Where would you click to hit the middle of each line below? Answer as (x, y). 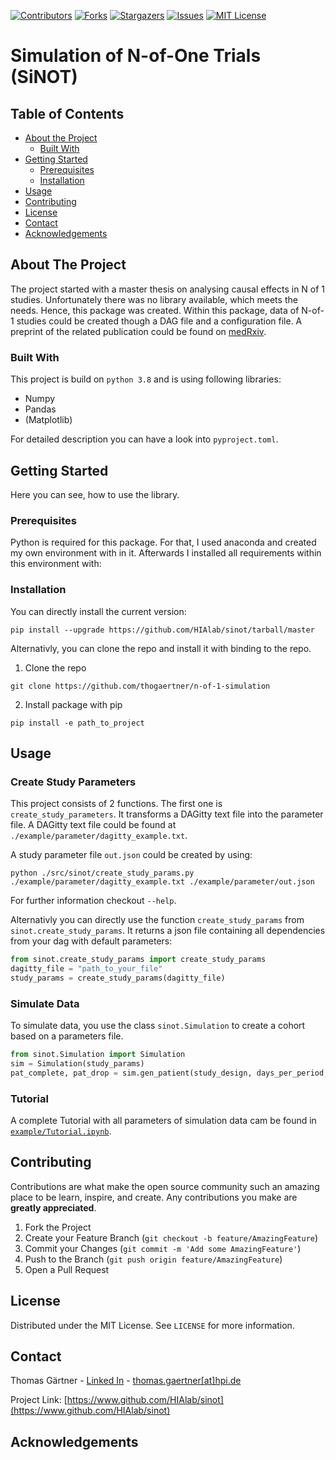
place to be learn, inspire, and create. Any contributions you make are (154, 1197)
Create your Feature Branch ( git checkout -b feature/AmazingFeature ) (171, 1237)
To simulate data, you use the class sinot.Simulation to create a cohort (158, 1026)
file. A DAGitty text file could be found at (93, 825)
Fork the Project (58, 1227)
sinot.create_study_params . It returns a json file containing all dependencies (168, 931)
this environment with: (56, 564)
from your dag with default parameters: (91, 941)
